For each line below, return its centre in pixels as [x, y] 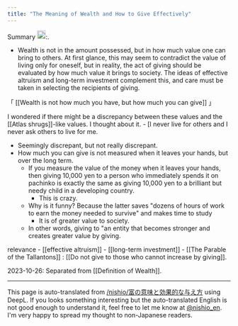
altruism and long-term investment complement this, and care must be [120, 80]
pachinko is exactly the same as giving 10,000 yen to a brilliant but [125, 183]
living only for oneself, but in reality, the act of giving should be [109, 65]
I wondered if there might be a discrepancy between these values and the [115, 117]
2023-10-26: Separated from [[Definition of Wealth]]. [85, 271]
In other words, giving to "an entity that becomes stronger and [119, 228]
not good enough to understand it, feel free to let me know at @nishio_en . [115, 308]
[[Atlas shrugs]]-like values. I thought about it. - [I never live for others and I [118, 124]
